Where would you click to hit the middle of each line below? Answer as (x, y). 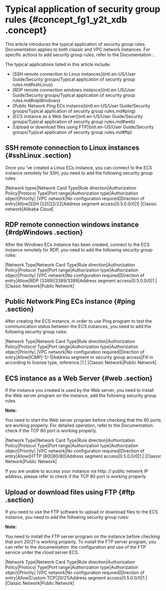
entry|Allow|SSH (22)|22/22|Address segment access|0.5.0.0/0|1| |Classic (81, 204)
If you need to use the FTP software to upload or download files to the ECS (82, 512)
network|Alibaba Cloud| (29, 209)
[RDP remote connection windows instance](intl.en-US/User (74, 90)
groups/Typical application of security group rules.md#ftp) (72, 132)
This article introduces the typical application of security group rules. (76, 44)
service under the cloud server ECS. (42, 552)
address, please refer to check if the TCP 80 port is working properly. (76, 476)
